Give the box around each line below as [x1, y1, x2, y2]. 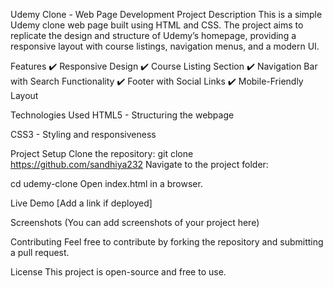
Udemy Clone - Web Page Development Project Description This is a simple [10, 9, 323, 20]
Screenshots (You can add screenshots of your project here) [10, 217, 260, 228]
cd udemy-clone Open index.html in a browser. [10, 178, 203, 189]
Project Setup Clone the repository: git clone [10, 148, 194, 159]
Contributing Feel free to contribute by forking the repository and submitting [10, 236, 324, 248]
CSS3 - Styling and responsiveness [10, 129, 157, 140]
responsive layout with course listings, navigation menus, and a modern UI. [10, 40, 320, 52]
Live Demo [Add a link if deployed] [10, 197, 153, 209]
